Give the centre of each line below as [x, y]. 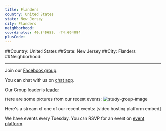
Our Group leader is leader [32, 90]
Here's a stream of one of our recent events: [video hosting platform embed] [83, 108]
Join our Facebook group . [31, 70]
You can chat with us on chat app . [40, 80]
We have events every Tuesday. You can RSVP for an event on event [75, 118]
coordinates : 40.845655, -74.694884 [43, 33]
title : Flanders [22, 10]
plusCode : [15, 37]
